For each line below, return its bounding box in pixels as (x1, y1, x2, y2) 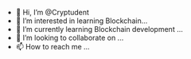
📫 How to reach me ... (15, 42, 90, 51)
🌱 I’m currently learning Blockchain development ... (15, 25, 183, 33)
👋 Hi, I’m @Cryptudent (15, 8, 90, 17)
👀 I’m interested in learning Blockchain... (15, 16, 148, 26)
